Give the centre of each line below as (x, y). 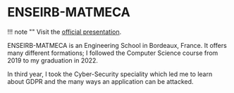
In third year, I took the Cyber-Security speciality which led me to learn (110, 74)
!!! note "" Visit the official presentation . (64, 32)
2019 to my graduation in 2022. (53, 60)
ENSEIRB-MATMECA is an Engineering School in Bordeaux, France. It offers (117, 45)
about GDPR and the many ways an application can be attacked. (100, 81)
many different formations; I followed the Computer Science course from (113, 53)
